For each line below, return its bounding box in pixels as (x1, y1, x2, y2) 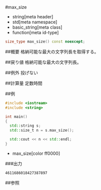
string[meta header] (12, 14, 53, 19)
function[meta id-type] (12, 30, 59, 35)
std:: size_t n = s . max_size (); (9, 128, 74, 133)
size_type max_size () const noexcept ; (5, 39, 85, 44)
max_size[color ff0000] (12, 150, 60, 156)
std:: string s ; (9, 123, 41, 128)
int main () (5, 114, 28, 119)
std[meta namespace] (12, 19, 57, 25)
